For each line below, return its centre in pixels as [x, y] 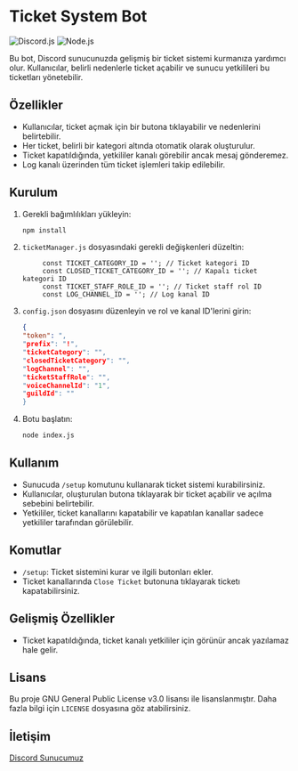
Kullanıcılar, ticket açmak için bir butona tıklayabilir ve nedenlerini [141, 126]
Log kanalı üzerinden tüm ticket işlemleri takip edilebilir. [123, 164]
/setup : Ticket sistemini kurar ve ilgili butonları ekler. [117, 572]
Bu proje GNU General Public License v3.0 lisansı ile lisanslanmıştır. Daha [143, 699]
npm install [44, 230]
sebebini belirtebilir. [58, 503]
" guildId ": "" [48, 394]
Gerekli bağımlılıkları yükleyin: [77, 214]
